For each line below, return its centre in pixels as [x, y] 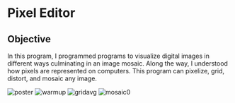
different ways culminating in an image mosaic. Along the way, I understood [118, 63]
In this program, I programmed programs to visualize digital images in [109, 56]
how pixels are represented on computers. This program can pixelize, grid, [116, 71]
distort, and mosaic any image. [52, 78]
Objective [29, 39]
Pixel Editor [41, 13]
